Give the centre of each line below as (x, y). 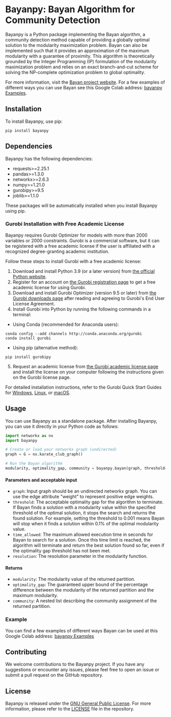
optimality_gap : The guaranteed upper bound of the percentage (80, 584)
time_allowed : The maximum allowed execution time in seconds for (83, 534)
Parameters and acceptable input (41, 480)
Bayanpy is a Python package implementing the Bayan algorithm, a (75, 34)
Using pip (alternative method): (45, 347)
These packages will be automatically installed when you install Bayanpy (81, 206)
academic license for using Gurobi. (49, 287)
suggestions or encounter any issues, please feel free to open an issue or (82, 670)
